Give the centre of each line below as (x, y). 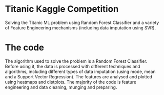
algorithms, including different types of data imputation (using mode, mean (80, 71)
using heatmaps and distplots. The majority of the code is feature (71, 82)
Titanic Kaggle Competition (62, 9)
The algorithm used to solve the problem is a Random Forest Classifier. (76, 61)
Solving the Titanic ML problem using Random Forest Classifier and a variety (82, 23)
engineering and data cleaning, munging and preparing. (61, 87)
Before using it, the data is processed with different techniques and (73, 66)
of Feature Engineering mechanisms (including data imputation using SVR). (81, 27)
